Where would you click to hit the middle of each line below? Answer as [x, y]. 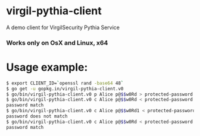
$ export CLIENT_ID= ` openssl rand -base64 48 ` [65, 83]
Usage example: [47, 67]
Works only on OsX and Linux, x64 [57, 43]
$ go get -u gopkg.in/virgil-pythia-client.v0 [65, 88]
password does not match [37, 116]
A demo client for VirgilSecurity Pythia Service [63, 27]
